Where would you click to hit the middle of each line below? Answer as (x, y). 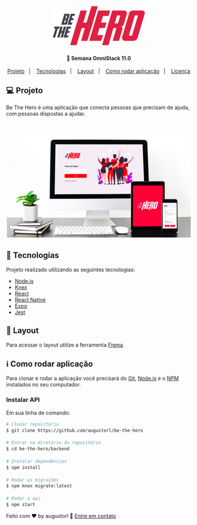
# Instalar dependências (36, 461)
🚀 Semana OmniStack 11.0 (99, 58)
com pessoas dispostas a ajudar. (46, 114)
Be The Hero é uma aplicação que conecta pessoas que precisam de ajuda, (98, 107)
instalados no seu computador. (44, 385)
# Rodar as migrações (33, 480)
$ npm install (24, 467)
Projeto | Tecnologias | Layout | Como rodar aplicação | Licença (99, 71)
